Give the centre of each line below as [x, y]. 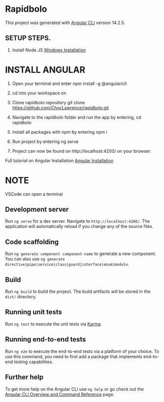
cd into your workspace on [39, 93]
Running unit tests [34, 312]
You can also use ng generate [35, 259]
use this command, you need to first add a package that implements [74, 356]
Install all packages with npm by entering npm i [60, 132]
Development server [37, 210]
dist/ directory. [21, 297]
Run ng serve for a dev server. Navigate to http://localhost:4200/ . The [78, 221]
